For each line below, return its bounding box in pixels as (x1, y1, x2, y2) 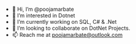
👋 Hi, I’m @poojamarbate (11, 6, 74, 12)
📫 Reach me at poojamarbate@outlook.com (11, 32, 123, 38)
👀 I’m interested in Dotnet (11, 12, 76, 19)
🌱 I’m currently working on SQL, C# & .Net (11, 18, 117, 25)
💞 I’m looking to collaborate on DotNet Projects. (11, 24, 131, 32)
